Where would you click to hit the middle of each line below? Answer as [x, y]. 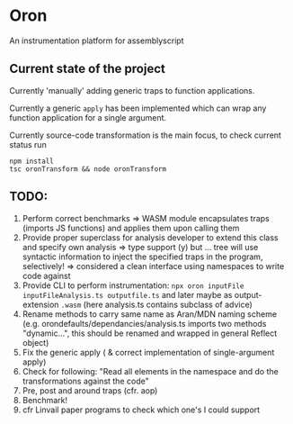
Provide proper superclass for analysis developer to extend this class [150, 237]
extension [40, 304]
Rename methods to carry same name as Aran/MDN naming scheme [149, 314]
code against [46, 275]
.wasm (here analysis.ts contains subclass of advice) [157, 304]
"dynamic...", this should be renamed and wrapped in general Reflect [150, 333]
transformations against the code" [86, 381]
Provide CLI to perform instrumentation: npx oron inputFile [133, 285]
